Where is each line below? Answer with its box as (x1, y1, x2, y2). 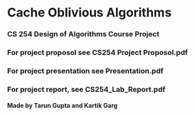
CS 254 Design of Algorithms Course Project (7, 30, 160, 39)
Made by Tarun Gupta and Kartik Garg (7, 102, 118, 110)
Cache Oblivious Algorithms (7, 5, 172, 21)
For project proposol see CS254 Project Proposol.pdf (7, 48, 188, 58)
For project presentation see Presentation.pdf (7, 66, 164, 76)
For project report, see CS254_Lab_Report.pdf (7, 84, 165, 94)
